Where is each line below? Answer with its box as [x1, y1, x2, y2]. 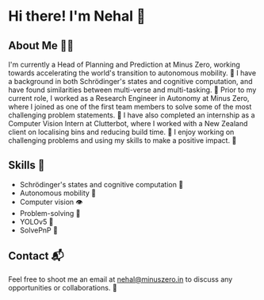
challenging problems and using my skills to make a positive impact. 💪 [8, 136, 237, 145]
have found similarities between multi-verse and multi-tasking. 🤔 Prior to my [8, 85, 257, 94]
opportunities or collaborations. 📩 [8, 283, 117, 292]
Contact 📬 [8, 249, 64, 263]
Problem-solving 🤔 [19, 208, 81, 217]
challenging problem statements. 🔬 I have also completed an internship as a [8, 110, 255, 120]
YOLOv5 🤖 [19, 217, 54, 226]
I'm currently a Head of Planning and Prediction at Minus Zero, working [8, 60, 240, 69]
